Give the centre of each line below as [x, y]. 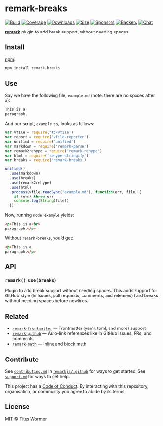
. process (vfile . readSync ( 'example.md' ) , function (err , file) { [75, 192]
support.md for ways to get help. [38, 377]
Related [17, 316]
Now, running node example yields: [40, 215]
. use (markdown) [25, 174]
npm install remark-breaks [33, 68]
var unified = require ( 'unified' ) [41, 142]
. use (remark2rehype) [30, 183]
